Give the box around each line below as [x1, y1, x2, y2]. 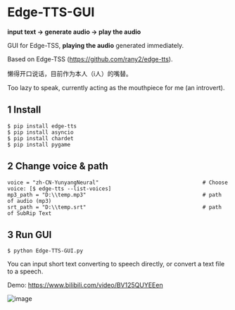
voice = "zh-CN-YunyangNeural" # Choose [7, 179, 229, 186]
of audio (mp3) [7, 197, 52, 204]
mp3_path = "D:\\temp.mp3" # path [7, 191, 222, 198]
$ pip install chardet [7, 135, 74, 142]
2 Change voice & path [7, 160, 108, 173]
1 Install [7, 104, 42, 116]
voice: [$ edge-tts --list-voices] [7, 185, 112, 192]
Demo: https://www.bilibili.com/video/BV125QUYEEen [7, 281, 163, 290]
